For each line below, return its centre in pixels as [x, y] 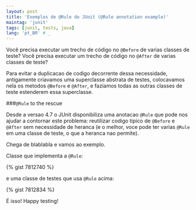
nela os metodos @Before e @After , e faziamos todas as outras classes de [94, 86]
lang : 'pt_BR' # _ [28, 33]
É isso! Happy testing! [32, 201]
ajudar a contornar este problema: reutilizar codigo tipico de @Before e [91, 121]
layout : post [22, 11]
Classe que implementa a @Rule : [44, 156]
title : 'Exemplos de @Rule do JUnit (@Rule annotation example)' [87, 17]
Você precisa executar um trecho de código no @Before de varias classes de [98, 50]
